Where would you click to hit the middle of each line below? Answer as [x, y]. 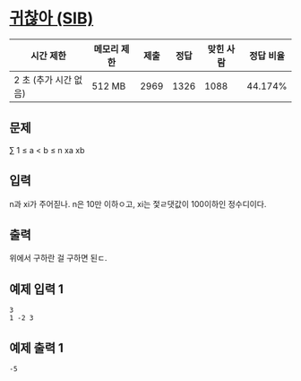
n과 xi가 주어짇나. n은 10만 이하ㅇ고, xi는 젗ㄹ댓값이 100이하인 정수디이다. [138, 203]
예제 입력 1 [37, 289]
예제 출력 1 [37, 347]
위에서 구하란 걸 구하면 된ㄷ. [58, 258]
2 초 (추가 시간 [43, 80]
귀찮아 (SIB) [52, 18]
